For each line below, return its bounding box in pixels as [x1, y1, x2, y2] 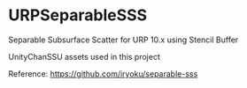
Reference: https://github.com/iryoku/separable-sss [8, 68, 198, 79]
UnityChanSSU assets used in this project [8, 51, 160, 62]
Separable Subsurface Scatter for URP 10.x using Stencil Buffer [8, 34, 239, 45]
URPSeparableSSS [8, 5, 148, 26]
